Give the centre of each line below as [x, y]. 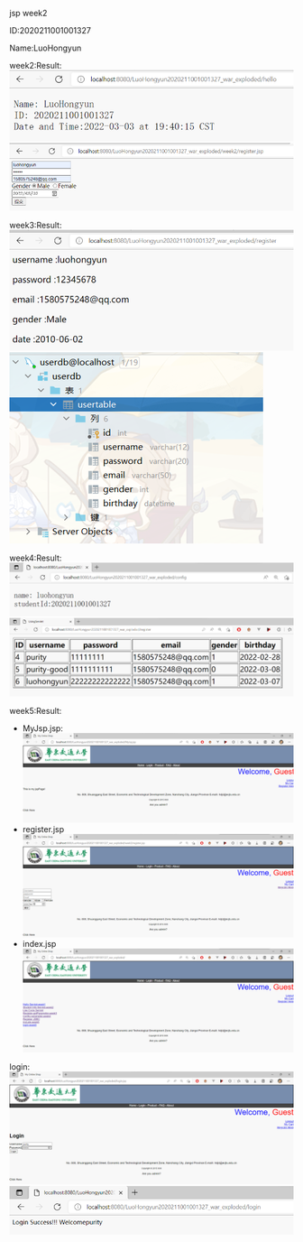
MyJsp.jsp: [42, 728]
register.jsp [43, 830]
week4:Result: [36, 558]
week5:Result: [36, 710]
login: [20, 1067]
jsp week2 [28, 13]
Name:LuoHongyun [46, 48]
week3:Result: [36, 226]
